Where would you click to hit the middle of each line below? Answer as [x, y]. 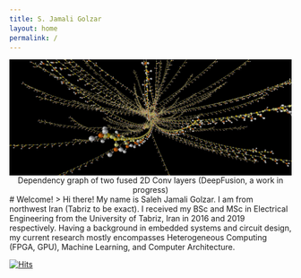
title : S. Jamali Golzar [56, 19]
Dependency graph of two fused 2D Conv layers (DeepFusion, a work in [150, 180]
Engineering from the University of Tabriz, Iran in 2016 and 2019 [127, 218]
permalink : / [34, 38]
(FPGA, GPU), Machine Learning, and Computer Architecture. [122, 247]
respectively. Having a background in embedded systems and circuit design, [150, 228]
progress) [150, 189]
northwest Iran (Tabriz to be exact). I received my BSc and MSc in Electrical [149, 208]
